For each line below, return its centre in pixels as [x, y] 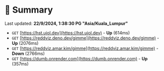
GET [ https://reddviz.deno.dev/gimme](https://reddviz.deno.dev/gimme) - [85, 38]
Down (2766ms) [28, 53]
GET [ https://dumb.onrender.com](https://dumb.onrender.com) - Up [80, 58]
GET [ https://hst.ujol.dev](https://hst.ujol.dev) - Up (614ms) [71, 33]
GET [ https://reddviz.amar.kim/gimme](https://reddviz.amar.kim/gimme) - [85, 48]
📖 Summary [29, 10]
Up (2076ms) [25, 43]
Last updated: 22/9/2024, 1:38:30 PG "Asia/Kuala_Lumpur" [66, 23]
